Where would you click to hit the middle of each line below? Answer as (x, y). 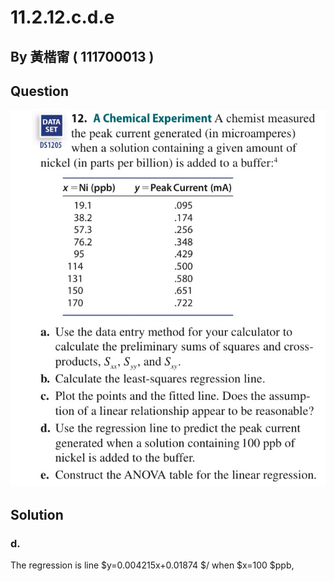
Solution (37, 514)
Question (39, 91)
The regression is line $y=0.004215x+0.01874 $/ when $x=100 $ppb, (152, 565)
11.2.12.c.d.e (62, 17)
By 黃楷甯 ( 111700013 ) (82, 56)
